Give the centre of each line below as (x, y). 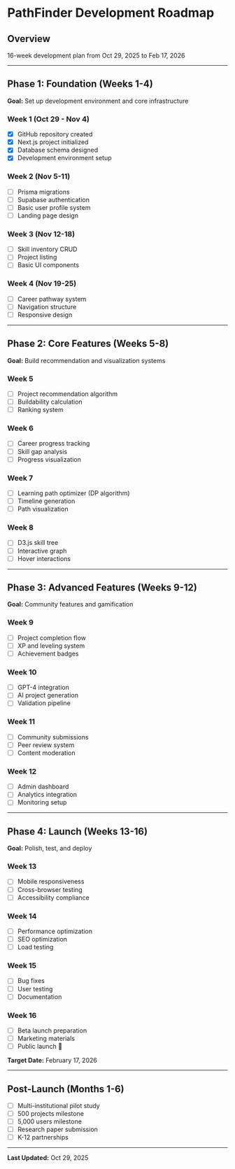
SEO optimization (42, 940)
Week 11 (21, 722)
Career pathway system (52, 299)
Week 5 (20, 378)
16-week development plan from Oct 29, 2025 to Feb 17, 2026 (96, 55)
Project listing (37, 257)
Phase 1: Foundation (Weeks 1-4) (80, 84)
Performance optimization (55, 931)
